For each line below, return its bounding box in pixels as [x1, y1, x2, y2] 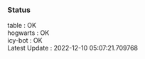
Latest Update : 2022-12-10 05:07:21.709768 [7, 44, 139, 53]
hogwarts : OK [7, 28, 50, 37]
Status [7, 5, 31, 15]
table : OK [7, 21, 37, 30]
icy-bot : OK [7, 36, 43, 45]
